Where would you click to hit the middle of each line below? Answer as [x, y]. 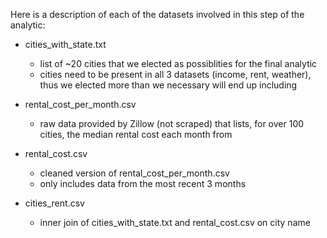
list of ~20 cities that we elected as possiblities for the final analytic [178, 63]
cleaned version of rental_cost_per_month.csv [134, 173]
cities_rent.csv [54, 203]
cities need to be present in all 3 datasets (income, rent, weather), [175, 74]
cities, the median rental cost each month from [136, 134]
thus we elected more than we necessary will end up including [168, 85]
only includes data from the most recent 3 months [143, 183]
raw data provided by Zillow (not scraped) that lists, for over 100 [172, 123]
